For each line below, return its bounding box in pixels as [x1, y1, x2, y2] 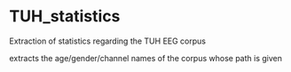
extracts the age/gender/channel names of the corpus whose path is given [9, 52, 282, 63]
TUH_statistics [9, 6, 121, 27]
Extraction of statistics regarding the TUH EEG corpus [9, 36, 207, 46]
